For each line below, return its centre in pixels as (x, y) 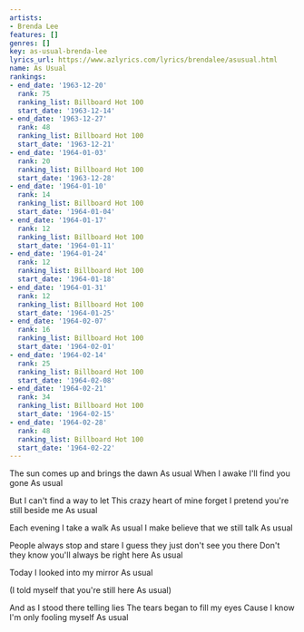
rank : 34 (34, 397)
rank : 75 (34, 93)
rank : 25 (34, 364)
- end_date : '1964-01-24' (58, 254)
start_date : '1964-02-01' (67, 346)
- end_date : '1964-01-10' (58, 187)
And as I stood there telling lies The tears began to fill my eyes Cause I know (152, 608)
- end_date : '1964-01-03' (58, 152)
